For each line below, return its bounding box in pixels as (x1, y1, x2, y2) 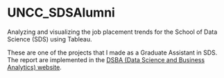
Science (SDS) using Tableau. (7, 35, 92, 43)
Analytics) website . (7, 63, 62, 71)
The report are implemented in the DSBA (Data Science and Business (7, 55, 205, 64)
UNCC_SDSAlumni (7, 5, 116, 21)
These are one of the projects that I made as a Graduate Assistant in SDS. (7, 48, 218, 57)
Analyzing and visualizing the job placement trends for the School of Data (7, 28, 218, 36)
